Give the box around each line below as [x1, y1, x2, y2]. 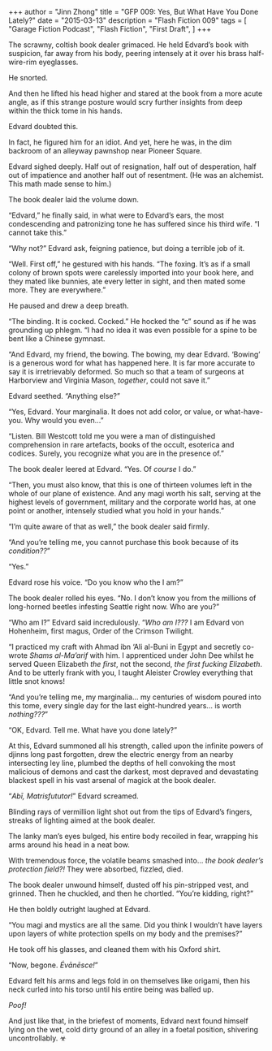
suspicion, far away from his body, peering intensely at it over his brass [8, 49, 248, 58]
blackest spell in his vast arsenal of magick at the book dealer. [8, 776, 217, 785]
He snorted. [8, 73, 49, 82]
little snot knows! [8, 677, 65, 686]
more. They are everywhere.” [8, 285, 106, 295]
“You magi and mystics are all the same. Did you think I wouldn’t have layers [8, 920, 263, 929]
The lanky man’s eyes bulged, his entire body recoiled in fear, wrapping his [8, 832, 258, 841]
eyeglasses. [38, 57, 79, 67]
